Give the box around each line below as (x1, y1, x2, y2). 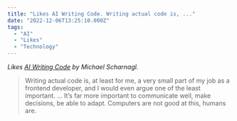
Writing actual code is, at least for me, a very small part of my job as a (24, 76, 230, 85)
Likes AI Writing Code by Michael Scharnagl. (7, 63, 139, 71)
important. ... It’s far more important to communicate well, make (24, 91, 211, 100)
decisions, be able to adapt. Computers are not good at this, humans (24, 99, 226, 107)
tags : (7, 23, 23, 30)
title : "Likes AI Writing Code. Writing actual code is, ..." (7, 10, 196, 18)
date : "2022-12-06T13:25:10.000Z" (7, 17, 110, 24)
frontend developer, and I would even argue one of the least (24, 84, 201, 92)
